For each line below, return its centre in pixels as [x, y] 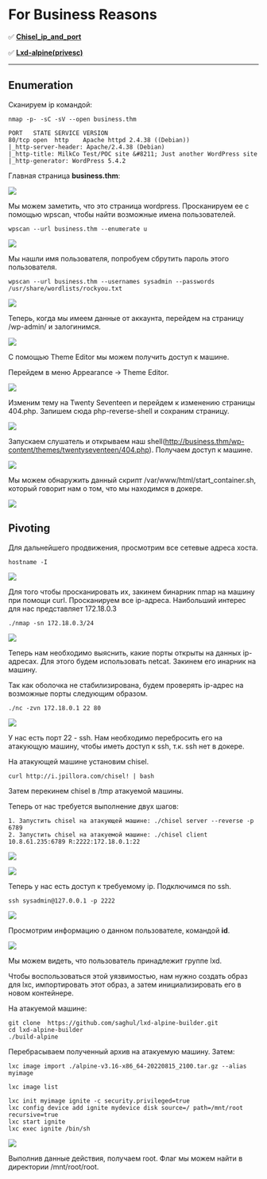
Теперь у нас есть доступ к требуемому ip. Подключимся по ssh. [120, 886]
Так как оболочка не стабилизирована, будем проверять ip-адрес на [126, 685]
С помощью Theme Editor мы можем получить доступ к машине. [119, 357]
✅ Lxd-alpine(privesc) [46, 52]
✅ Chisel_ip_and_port [45, 37]
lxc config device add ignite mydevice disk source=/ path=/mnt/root [126, 1107]
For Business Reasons [83, 15]
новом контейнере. [41, 993]
